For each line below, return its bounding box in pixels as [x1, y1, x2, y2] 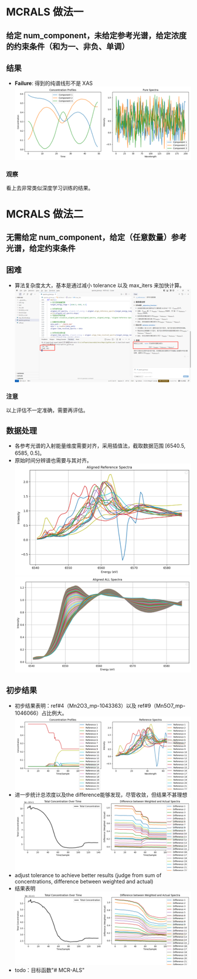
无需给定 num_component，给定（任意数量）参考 [6, 233, 187, 243]
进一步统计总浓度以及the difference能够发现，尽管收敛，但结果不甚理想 [14, 791, 188, 798]
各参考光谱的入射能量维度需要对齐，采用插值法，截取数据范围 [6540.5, [14, 442, 186, 449]
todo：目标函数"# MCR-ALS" [14, 967, 85, 974]
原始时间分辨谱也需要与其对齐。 [14, 457, 92, 464]
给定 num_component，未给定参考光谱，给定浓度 [6, 30, 187, 40]
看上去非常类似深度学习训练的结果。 [6, 185, 94, 192]
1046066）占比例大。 [14, 709, 67, 717]
